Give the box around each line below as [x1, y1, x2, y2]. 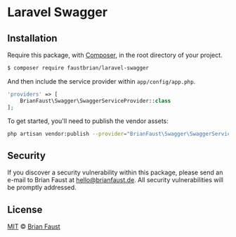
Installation [7, 32, 58, 44]
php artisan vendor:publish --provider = [7, 130, 128, 137]
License [7, 203, 43, 215]
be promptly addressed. [7, 184, 77, 192]
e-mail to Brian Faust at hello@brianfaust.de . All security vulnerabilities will [7, 176, 223, 184]
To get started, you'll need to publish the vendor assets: [7, 117, 169, 125]
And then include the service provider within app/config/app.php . [7, 77, 196, 85]
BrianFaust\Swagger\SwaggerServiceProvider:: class [20, 97, 171, 104]
